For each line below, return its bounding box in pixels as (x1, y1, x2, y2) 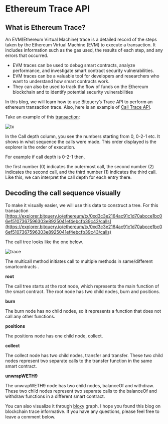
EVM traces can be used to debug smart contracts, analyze (12, 62, 135, 68)
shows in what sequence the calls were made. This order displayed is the (5, 139, 157, 145)
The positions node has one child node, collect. (5, 333, 103, 339)
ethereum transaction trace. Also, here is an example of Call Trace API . (5, 104, 151, 110)
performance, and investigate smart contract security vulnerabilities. (12, 67, 154, 74)
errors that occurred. (5, 52, 49, 58)
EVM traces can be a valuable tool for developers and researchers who (12, 73, 159, 79)
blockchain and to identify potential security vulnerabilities (12, 89, 133, 95)
